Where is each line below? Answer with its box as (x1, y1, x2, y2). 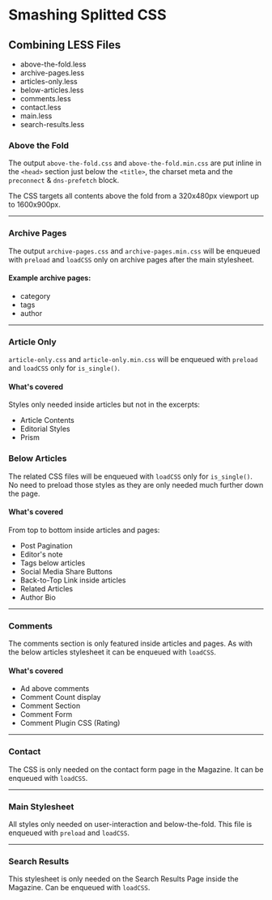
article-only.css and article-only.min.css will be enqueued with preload (8, 355, 258, 365)
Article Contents (19, 416, 75, 425)
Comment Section (19, 701, 81, 710)
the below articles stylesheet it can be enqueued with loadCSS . (8, 647, 217, 657)
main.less (19, 111, 53, 121)
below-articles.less (19, 85, 84, 95)
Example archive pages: (8, 273, 91, 283)
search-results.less (19, 120, 85, 129)
